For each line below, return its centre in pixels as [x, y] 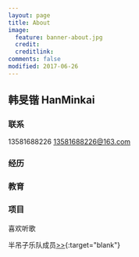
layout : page [29, 15]
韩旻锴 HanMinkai [52, 100]
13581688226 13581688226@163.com [69, 142]
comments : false [34, 60]
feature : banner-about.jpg [59, 37]
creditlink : [35, 52]
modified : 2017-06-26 [43, 67]
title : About [29, 23]
